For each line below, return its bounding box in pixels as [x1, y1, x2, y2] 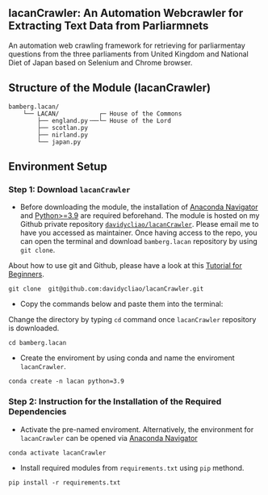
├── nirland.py [37, 131, 89, 139]
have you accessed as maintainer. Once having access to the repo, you [19, 228, 258, 237]
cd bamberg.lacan [8, 339, 67, 347]
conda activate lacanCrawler [8, 448, 107, 457]
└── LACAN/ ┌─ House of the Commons [23, 109, 182, 118]
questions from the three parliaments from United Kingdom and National [8, 48, 249, 59]
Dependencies [8, 406, 67, 417]
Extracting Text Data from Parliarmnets [8, 19, 209, 33]
